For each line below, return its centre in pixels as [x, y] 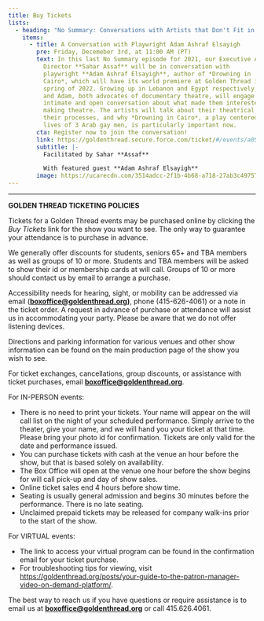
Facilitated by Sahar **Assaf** [96, 154]
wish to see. [27, 358]
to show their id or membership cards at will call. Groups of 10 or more [122, 269]
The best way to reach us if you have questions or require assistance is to [128, 600]
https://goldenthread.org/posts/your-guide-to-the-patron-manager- [129, 576]
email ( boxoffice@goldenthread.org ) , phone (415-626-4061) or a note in [127, 301]
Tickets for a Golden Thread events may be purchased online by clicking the [132, 220]
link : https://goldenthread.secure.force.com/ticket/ [126, 140]
